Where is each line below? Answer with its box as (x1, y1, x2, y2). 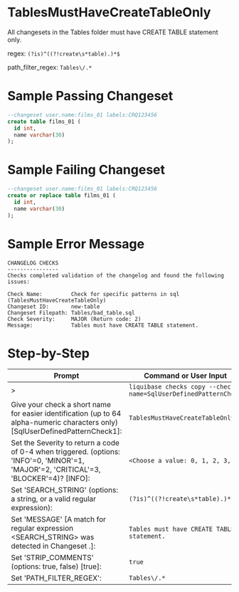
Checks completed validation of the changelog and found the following (7, 272, 224, 279)
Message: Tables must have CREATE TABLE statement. (7, 322, 199, 329)
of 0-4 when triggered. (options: (11, 447, 121, 457)
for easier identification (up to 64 (11, 408, 122, 418)
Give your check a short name (11, 400, 112, 410)
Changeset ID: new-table (7, 303, 100, 310)
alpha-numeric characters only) (11, 418, 119, 428)
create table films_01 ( (7, 118, 81, 125)
